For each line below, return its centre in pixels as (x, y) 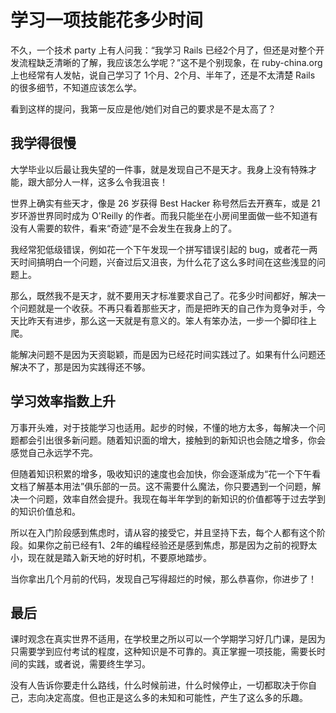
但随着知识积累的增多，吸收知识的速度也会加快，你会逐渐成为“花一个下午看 (166, 473)
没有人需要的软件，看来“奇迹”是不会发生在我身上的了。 (124, 228)
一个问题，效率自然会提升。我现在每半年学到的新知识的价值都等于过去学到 (172, 498)
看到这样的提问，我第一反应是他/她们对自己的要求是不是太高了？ (143, 108)
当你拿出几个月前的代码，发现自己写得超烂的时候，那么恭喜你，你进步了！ (163, 578)
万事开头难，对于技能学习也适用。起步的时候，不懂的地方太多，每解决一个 (163, 427)
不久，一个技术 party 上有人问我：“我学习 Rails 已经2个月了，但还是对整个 (163, 50)
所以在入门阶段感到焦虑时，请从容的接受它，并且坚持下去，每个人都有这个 (163, 532)
